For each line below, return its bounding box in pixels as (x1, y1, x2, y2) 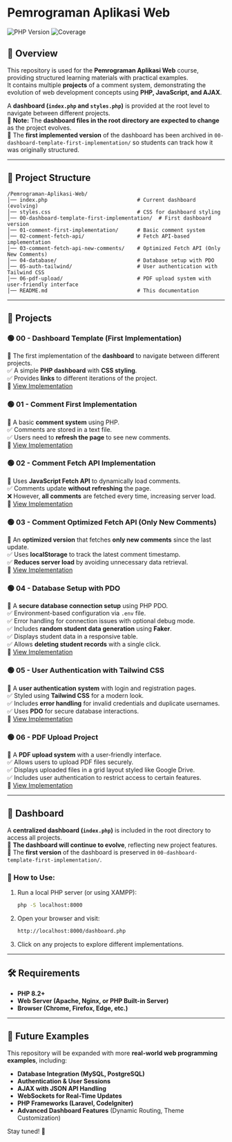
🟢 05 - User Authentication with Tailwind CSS (7, 665, 164, 675)
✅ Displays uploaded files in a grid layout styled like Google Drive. (7, 765, 195, 774)
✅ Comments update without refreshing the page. (7, 484, 152, 492)
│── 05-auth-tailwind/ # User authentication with (7, 263, 217, 270)
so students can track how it (132, 138, 213, 146)
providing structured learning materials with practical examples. (7, 73, 188, 82)
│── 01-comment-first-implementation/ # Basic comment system (7, 227, 206, 234)
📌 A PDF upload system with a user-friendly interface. (7, 751, 162, 759)
